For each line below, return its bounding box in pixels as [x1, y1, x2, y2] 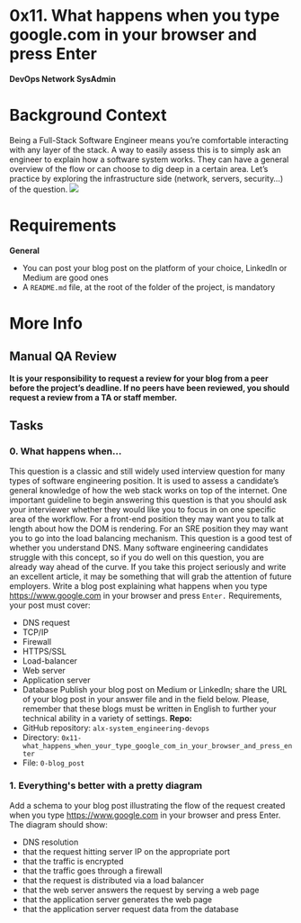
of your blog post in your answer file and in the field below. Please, [22, 693, 270, 704]
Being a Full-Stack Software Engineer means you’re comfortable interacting [9, 134, 289, 145]
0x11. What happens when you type [9, 5, 280, 26]
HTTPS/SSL [22, 646, 67, 656]
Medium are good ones [22, 272, 110, 283]
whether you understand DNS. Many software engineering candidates [9, 542, 269, 553]
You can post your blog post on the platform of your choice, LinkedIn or [22, 262, 288, 273]
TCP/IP [22, 627, 49, 638]
